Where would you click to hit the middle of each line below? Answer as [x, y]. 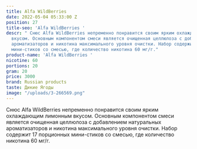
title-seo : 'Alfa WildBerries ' [45, 28]
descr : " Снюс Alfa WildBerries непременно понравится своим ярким [90, 33]
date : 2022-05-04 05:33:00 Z [42, 17]
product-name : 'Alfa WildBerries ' [50, 55]
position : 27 [22, 22]
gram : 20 [17, 71]
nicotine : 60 [22, 60]
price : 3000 [21, 77]
